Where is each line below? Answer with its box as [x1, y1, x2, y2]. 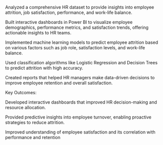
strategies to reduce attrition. [5, 120, 65, 125]
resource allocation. [5, 105, 46, 110]
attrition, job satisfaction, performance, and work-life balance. [5, 9, 133, 15]
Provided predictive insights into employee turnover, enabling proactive [5, 114, 152, 120]
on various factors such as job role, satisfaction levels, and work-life [5, 45, 146, 50]
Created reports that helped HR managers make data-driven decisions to [5, 75, 155, 80]
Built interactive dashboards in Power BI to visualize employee [5, 19, 133, 25]
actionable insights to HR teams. [5, 30, 71, 35]
